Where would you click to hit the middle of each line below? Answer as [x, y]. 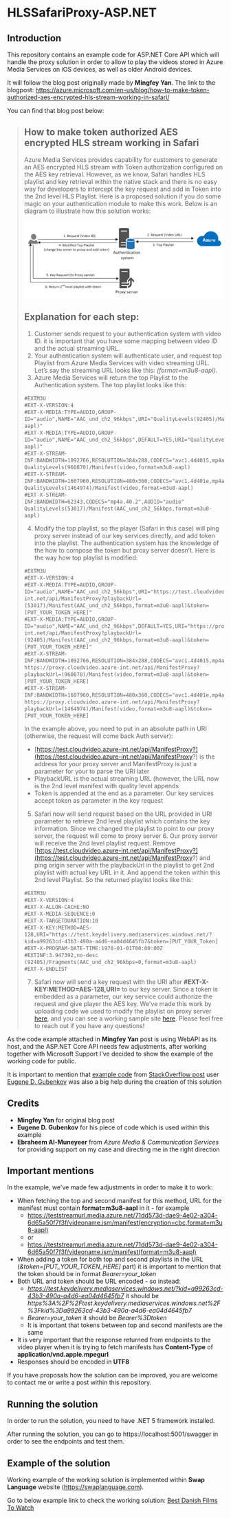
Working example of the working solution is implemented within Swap [106, 1480]
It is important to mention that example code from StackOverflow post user [113, 1074]
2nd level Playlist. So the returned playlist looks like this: [114, 879]
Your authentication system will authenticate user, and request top [128, 356]
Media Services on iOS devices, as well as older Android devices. [100, 69]
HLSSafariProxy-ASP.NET [82, 13]
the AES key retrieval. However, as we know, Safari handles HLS [114, 174]
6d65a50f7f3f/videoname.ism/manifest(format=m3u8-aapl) [112, 1252]
